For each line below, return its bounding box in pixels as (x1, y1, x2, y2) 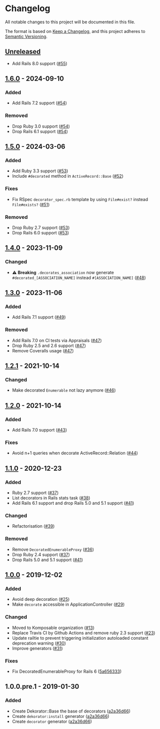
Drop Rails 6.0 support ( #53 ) (12, 230, 69, 236)
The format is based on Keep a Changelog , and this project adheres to (5, 28, 145, 34)
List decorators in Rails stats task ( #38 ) (12, 495, 91, 501)
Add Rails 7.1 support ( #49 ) (12, 314, 66, 320)
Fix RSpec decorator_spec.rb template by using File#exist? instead (12, 196, 148, 202)
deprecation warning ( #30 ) (12, 640, 66, 646)
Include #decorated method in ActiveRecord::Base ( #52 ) (12, 173, 124, 179)
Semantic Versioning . (5, 33, 48, 39)
